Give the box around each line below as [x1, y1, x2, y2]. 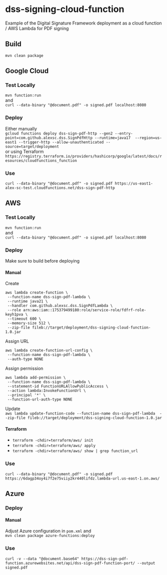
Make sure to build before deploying [5, 258, 80, 264]
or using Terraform [5, 148, 44, 154]
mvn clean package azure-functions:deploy [5, 533, 95, 538]
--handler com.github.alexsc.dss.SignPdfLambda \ [7, 303, 113, 308]
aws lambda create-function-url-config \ [5, 348, 93, 353]
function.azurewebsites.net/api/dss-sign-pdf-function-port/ [5, 560, 135, 565]
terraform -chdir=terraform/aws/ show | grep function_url [12, 448, 138, 453]
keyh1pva [5, 312, 23, 317]
